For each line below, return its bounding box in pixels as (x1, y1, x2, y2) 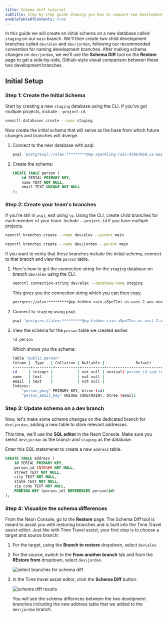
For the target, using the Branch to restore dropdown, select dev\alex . (12, 542, 158, 548)
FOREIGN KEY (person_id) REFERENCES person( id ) (14, 488, 115, 493)
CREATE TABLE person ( (12, 171, 60, 176)
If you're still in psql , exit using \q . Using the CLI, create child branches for (5, 212, 158, 218)
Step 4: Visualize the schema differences (5, 505, 107, 512)
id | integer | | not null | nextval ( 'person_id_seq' (12, 370, 158, 375)
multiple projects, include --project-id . (5, 109, 86, 115)
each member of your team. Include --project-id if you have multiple (5, 218, 148, 224)
